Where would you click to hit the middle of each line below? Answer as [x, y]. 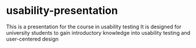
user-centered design [32, 39]
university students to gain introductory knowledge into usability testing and [98, 32]
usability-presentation [62, 11]
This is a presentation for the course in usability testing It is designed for [94, 27]
